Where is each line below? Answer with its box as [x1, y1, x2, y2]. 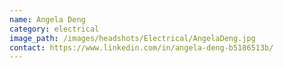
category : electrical [9, 24, 100, 34]
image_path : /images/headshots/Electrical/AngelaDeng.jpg [9, 33, 256, 43]
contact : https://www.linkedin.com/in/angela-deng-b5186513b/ [9, 42, 274, 53]
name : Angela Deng [9, 14, 86, 25]
